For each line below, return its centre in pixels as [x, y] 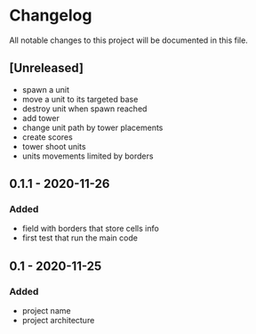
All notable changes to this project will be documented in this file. [129, 40]
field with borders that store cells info [91, 229]
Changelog [51, 16]
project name [46, 311]
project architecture [58, 321]
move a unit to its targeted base [80, 99]
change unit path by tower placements [92, 127]
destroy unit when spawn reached [84, 109]
